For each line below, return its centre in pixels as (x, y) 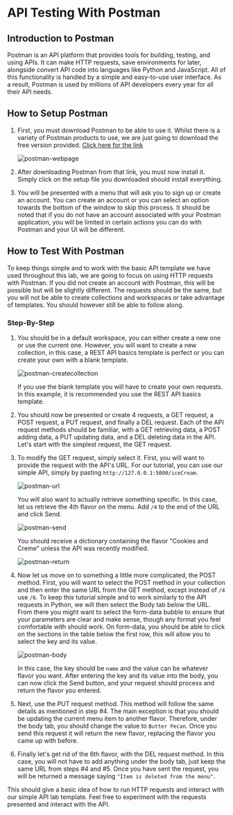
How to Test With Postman (66, 251)
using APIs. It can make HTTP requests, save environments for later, (104, 62)
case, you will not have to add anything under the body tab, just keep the (121, 761)
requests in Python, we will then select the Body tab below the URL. (114, 604)
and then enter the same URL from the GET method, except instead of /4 (121, 590)
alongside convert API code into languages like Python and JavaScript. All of (116, 70)
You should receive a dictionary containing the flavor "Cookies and (113, 541)
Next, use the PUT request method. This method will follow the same (115, 703)
